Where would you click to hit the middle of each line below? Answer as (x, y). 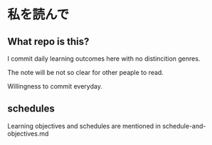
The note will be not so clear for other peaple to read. (85, 72)
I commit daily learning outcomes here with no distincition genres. (104, 59)
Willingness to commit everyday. (55, 86)
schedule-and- (184, 126)
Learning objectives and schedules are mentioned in (84, 126)
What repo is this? (48, 41)
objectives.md (28, 134)
